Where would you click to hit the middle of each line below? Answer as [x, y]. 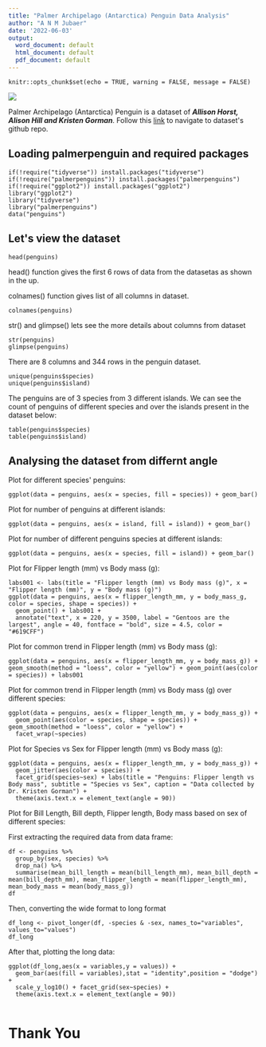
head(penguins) [33, 257]
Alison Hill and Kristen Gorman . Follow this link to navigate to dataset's [126, 120]
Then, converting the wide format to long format [87, 909]
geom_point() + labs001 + [59, 611]
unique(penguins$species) [51, 376]
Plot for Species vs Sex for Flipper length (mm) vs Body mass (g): [115, 749]
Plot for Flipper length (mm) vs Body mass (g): [84, 568]
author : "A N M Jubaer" [48, 23]
